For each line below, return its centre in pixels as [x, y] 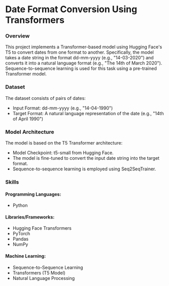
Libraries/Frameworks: [30, 217]
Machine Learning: [26, 256]
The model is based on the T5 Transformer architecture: [64, 143]
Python [20, 205]
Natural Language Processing [44, 278]
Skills [12, 182]
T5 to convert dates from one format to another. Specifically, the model [79, 52]
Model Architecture [30, 132]
